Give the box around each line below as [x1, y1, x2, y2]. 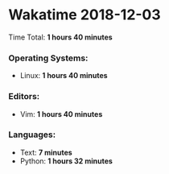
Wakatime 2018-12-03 [8, 6, 161, 24]
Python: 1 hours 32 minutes [19, 155, 113, 166]
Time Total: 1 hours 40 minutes [8, 32, 113, 42]
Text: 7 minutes [19, 147, 72, 157]
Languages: [8, 129, 56, 140]
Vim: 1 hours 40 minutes [19, 109, 103, 118]
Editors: [8, 91, 40, 102]
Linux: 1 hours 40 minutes [19, 71, 108, 81]
